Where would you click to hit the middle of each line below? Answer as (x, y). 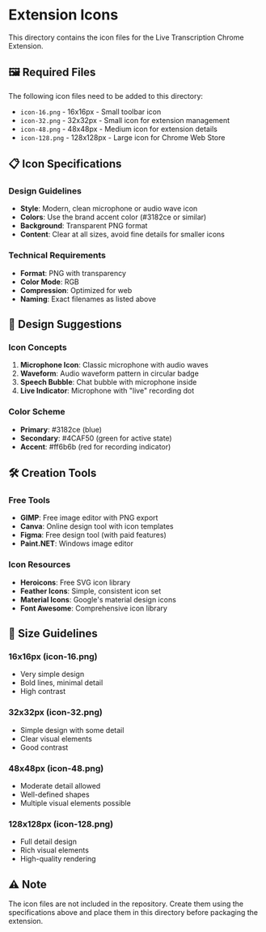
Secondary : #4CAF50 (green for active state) (96, 438)
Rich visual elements (54, 850)
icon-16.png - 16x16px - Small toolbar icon (91, 112)
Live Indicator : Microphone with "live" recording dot (107, 391)
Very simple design (52, 675)
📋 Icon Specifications (65, 164)
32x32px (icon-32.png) (55, 713)
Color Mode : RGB (49, 282)
